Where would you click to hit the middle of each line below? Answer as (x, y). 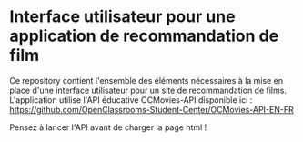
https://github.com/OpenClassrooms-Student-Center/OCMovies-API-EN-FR (151, 109)
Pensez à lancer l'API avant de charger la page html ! (108, 127)
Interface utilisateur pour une (122, 17)
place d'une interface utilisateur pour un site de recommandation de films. (148, 90)
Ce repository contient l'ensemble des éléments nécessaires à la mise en (146, 80)
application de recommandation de (144, 36)
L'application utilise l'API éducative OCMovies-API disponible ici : (131, 100)
